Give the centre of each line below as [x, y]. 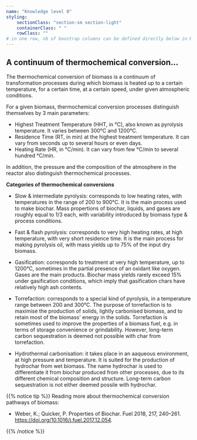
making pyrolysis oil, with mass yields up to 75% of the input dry [92, 245]
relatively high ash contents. [49, 287]
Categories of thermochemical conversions [60, 184]
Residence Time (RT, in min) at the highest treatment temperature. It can [102, 137]
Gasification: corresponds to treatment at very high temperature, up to [99, 262]
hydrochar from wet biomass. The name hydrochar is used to [88, 366]
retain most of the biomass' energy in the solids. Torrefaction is [91, 317]
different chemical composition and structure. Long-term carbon [93, 378]
